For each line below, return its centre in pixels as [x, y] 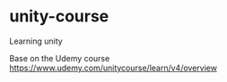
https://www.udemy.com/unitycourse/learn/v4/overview [113, 68]
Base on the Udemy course [60, 58]
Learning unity [36, 41]
